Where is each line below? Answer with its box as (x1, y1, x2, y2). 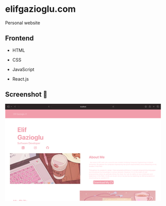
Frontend (5, 34, 34, 42)
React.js (12, 76, 29, 82)
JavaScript (12, 66, 35, 72)
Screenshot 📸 (5, 90, 48, 99)
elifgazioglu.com (5, 3, 76, 15)
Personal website (5, 20, 41, 26)
